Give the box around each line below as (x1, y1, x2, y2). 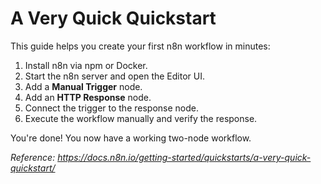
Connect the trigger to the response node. (24, 102, 200, 114)
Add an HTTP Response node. (24, 91, 152, 103)
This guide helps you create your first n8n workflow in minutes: (10, 40, 271, 52)
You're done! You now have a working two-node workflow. (10, 132, 252, 144)
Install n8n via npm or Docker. (24, 59, 148, 71)
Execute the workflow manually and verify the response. (24, 112, 258, 124)
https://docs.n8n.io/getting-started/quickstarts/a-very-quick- (57, 151, 312, 163)
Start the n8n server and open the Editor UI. (24, 70, 205, 82)
